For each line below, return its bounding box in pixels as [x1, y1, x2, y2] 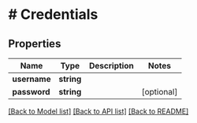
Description [89, 61, 134, 71]
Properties [8, 37, 61, 50]
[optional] [141, 87, 178, 97]
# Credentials [8, 6, 98, 24]
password [12, 87, 50, 97]
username [12, 73, 51, 84]
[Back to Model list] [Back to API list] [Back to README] [8, 106, 189, 116]
